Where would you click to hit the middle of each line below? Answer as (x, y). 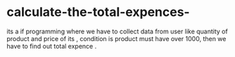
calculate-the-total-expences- (99, 12)
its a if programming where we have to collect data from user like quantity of (117, 31)
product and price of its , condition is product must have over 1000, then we (116, 38)
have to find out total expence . (52, 46)
